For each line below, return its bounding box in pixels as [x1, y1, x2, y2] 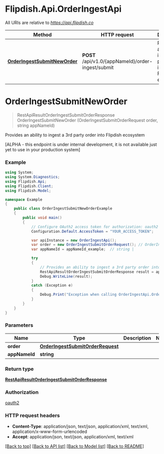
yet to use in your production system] [5, 146, 81, 152]
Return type [5, 365, 34, 372]
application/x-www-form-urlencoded [12, 429, 87, 434]
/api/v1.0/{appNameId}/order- [82, 58, 153, 65]
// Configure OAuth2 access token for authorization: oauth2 [31, 224, 159, 229]
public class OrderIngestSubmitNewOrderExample [14, 206, 112, 211]
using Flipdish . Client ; [5, 184, 54, 189]
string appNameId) [17, 122, 55, 128]
